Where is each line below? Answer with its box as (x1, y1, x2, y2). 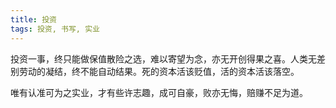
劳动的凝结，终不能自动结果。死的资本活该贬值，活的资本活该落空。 (18, 65, 300, 77)
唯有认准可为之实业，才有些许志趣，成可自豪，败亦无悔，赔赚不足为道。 (10, 86, 308, 98)
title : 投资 (10, 14, 57, 25)
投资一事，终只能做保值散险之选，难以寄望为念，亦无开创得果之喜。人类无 (10, 52, 317, 65)
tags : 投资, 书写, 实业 (10, 24, 100, 34)
